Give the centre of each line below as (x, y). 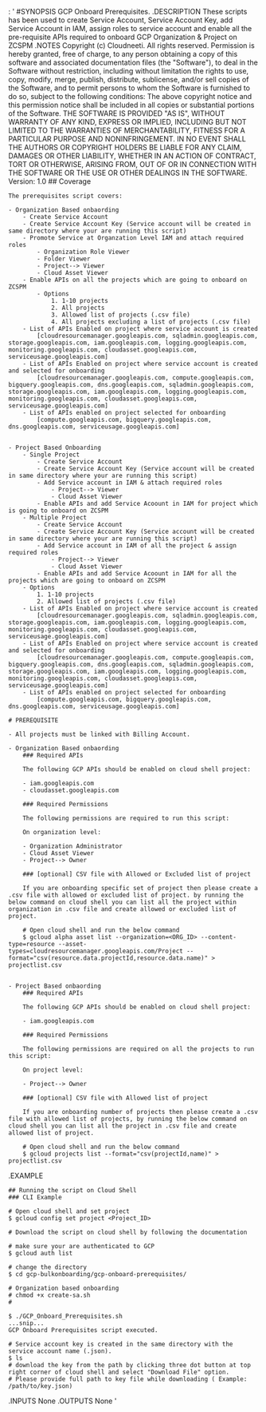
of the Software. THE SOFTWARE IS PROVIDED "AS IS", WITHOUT (117, 113)
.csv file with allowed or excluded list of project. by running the (126, 895)
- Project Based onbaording (55, 986)
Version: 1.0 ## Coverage (50, 181)
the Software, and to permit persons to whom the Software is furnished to (129, 88)
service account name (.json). (60, 1351)
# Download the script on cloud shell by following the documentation (128, 1232)
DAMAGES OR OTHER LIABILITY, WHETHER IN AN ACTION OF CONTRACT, (132, 156)
